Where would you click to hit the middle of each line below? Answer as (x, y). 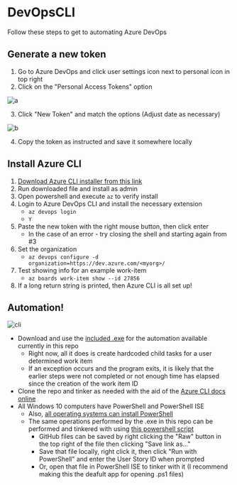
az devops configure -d (64, 257)
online (27, 399)
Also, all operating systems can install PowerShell (101, 414)
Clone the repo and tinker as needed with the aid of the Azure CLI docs (121, 391)
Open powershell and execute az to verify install (88, 196)
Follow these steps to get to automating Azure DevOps (87, 32)
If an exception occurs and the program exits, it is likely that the (121, 369)
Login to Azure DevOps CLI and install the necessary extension (110, 204)
